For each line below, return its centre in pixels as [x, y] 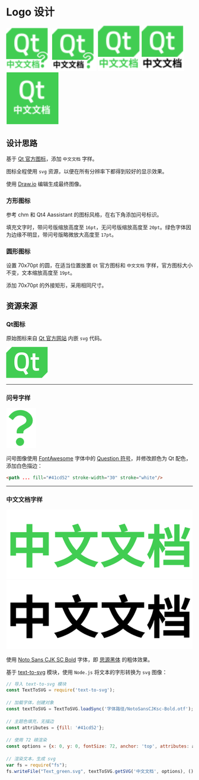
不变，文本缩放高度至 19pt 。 [41, 273]
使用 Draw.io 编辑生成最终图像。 [45, 183]
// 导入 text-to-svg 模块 [36, 684]
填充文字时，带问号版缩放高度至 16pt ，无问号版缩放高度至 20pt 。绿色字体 [96, 227]
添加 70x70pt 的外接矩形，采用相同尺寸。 [57, 285]
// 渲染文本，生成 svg [31, 759]
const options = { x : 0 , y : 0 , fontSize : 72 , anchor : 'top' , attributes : [98, 746]
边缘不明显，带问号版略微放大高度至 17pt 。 [64, 235]
